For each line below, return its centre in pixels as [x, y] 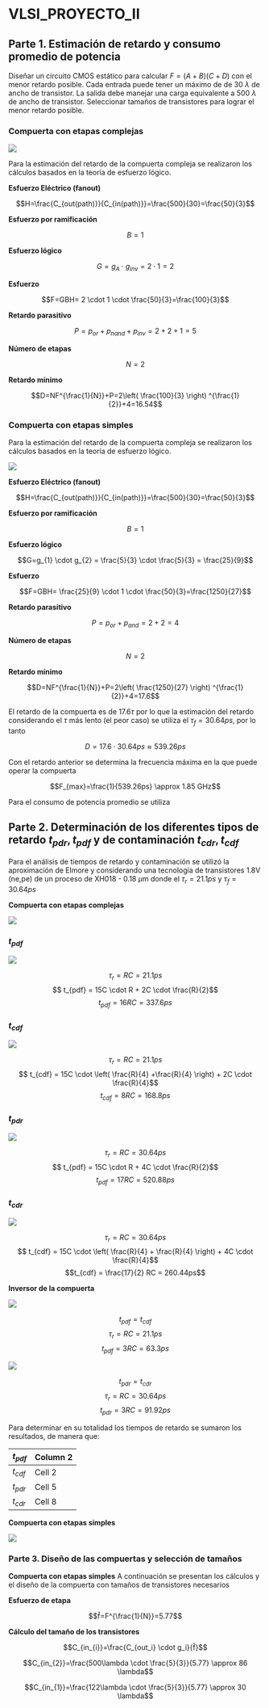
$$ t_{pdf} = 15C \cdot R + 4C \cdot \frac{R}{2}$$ [135, 1167]
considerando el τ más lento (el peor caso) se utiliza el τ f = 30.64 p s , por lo [132, 721]
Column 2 [54, 1457]
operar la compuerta [42, 770]
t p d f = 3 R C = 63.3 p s [135, 1349]
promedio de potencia [64, 56]
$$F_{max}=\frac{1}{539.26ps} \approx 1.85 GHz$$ [135, 786]
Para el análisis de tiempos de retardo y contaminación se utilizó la [119, 861]
